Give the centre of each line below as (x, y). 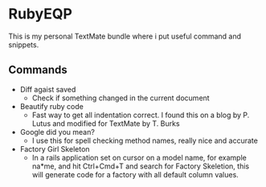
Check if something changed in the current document (121, 98)
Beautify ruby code (52, 106)
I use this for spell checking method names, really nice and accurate (145, 140)
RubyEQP (40, 14)
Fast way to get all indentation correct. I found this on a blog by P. (141, 115)
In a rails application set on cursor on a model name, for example (139, 157)
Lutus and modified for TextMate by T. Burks (106, 123)
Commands (38, 70)
